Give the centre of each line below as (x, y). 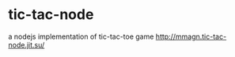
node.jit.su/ (27, 44)
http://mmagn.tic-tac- (191, 36)
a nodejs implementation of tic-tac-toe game (81, 36)
